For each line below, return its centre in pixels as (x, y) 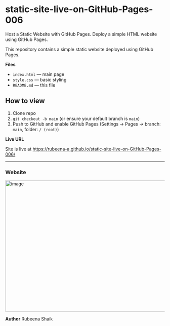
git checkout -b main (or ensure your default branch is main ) (76, 118)
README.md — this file (34, 85)
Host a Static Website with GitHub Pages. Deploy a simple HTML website (81, 34)
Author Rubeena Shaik (29, 319)
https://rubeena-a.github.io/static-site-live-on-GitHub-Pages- (97, 149)
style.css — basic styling (39, 79)
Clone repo (24, 113)
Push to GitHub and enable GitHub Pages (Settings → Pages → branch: (87, 124)
